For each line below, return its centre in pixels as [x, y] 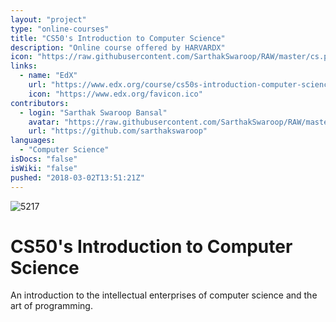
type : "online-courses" [60, 29]
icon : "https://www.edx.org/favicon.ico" [115, 94]
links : [24, 66]
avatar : [44, 122]
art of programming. [51, 306]
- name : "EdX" [48, 76]
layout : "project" [48, 19]
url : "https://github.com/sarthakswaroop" [118, 131]
